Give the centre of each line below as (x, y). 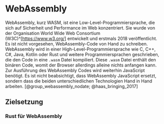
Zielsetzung (24, 102)
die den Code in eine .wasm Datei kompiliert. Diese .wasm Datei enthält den (81, 59)
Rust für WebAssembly (34, 116)
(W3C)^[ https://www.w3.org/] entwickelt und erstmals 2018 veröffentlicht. (81, 38)
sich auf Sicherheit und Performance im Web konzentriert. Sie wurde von (80, 27)
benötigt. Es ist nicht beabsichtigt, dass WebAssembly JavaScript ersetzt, (81, 75)
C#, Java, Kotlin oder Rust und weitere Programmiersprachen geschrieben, (82, 54)
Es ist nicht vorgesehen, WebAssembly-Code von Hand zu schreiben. (77, 43)
